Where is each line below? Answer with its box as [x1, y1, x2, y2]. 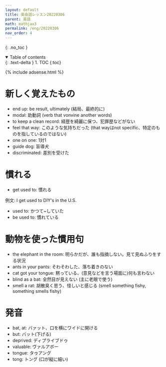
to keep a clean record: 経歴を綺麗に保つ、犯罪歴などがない [12, 118, 136, 124]
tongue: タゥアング [12, 349, 51, 356]
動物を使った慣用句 [5, 234, 84, 245]
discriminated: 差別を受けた [12, 149, 69, 155]
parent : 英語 [5, 17, 31, 22]
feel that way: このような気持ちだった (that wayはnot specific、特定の [12, 124, 156, 130]
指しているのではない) [21, 131, 67, 137]
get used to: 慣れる [12, 187, 52, 193]
